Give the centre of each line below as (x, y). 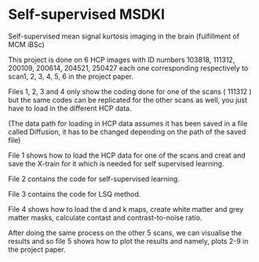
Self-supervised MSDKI (87, 15)
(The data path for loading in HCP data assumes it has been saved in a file (128, 123)
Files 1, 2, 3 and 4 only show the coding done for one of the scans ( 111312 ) (130, 91)
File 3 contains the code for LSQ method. (75, 194)
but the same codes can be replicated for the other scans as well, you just (128, 100)
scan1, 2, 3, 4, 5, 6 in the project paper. (71, 76)
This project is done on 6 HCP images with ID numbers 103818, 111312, (122, 60)
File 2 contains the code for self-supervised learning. (94, 179)
